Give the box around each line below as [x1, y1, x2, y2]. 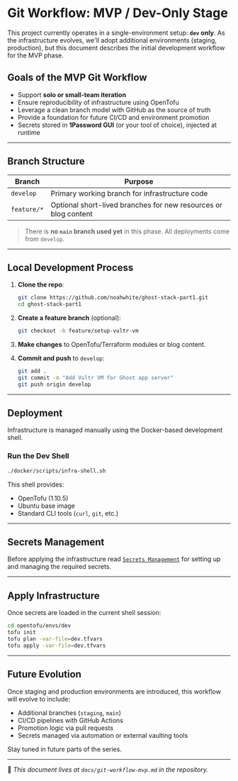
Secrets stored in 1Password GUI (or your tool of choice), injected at [17, 121, 217, 129]
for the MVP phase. [7, 51, 64, 60]
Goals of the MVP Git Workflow [7, 72, 147, 84]
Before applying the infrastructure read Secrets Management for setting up [7, 555, 221, 563]
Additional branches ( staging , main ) [17, 708, 122, 717]
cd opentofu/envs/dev [7, 622, 72, 629]
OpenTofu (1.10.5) [17, 494, 69, 502]
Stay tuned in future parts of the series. [7, 745, 123, 753]
